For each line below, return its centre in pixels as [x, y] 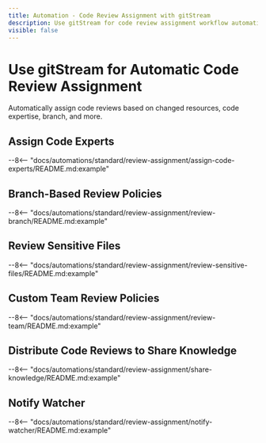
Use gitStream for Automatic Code [123, 69]
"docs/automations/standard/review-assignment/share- [121, 369]
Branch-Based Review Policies [85, 193]
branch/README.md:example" [58, 221]
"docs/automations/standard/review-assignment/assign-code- [133, 161]
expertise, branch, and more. [55, 116]
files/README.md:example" [53, 273]
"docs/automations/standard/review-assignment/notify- [122, 422]
